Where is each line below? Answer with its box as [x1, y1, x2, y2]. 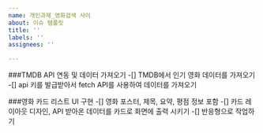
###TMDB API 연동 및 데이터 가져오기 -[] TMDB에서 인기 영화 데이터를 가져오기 [8, 70, 255, 79]
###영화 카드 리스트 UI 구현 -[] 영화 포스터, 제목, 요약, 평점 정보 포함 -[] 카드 [8, 97, 244, 106]
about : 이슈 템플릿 [8, 19, 64, 27]
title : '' [8, 26, 41, 34]
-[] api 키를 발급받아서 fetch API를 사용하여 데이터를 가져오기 [8, 80, 197, 90]
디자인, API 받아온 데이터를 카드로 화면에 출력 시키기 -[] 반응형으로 [28, 107, 234, 116]
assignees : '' [8, 41, 55, 49]
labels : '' [8, 33, 44, 42]
